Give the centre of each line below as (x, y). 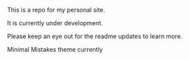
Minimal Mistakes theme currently (55, 49)
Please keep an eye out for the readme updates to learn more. (95, 36)
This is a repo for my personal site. (56, 10)
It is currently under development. (55, 23)
